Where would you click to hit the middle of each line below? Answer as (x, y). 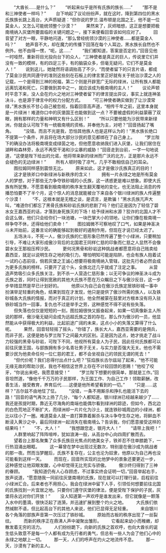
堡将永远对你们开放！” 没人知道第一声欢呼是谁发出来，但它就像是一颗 (80, 496)
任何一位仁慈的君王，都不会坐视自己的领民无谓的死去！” (93, 354)
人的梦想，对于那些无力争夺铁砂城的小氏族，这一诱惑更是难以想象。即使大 (81, 180)
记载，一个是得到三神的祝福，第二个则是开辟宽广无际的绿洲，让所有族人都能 (83, 81)
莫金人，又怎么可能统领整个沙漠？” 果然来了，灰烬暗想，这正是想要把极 (83, 26)
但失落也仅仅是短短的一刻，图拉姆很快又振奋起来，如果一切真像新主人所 (87, 310)
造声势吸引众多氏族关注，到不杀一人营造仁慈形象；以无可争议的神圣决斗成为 (83, 273)
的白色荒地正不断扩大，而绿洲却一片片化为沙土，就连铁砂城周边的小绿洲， (81, 409)
